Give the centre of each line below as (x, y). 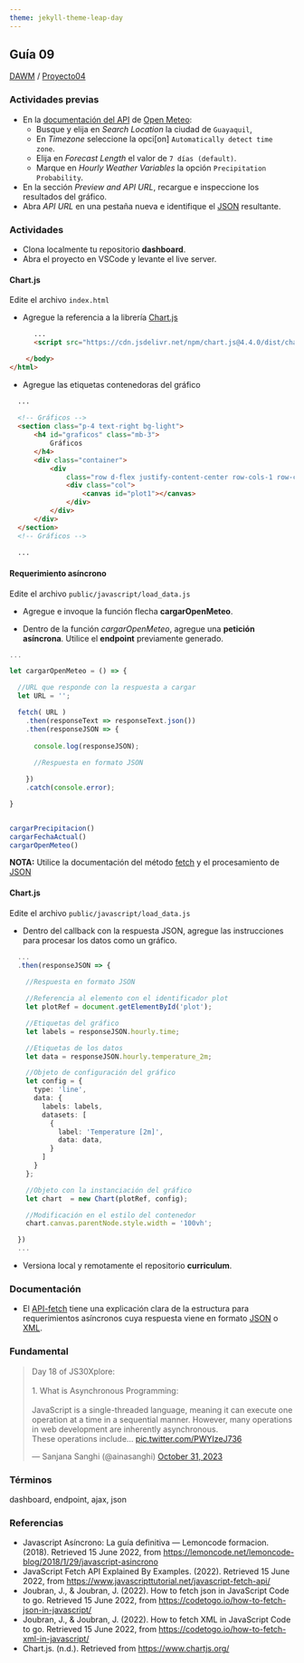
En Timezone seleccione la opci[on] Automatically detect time (154, 139)
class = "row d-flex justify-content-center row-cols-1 (170, 477)
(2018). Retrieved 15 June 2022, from (92, 1552)
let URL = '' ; (44, 696)
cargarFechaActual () (48, 836)
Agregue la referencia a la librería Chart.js (100, 317)
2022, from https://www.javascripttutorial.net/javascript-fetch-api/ (146, 1581)
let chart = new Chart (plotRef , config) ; (107, 1199)
